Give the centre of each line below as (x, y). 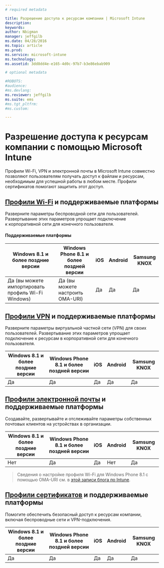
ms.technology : (20, 59)
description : (18, 23)
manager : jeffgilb (24, 37)
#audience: (16, 86)
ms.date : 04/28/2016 (26, 41)
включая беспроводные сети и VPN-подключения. (58, 519)
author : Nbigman (21, 32)
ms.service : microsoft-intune (36, 55)
